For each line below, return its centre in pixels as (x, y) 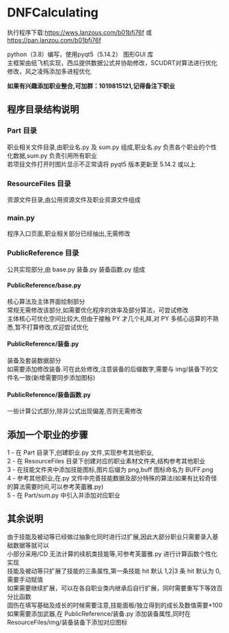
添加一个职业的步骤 (48, 435)
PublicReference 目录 (43, 253)
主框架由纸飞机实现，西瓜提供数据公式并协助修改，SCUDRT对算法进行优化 (112, 62)
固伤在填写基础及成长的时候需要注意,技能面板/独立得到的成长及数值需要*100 (115, 605)
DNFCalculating (53, 13)
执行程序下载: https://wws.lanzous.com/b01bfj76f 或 (80, 32)
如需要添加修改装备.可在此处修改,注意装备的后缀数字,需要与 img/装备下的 (110, 369)
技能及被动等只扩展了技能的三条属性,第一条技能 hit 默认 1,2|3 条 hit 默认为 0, (114, 571)
